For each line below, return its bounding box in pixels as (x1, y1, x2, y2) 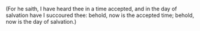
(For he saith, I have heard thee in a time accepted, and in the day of (5, 5, 177, 12)
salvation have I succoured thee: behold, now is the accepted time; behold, (5, 12, 195, 19)
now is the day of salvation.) (5, 18, 77, 25)
